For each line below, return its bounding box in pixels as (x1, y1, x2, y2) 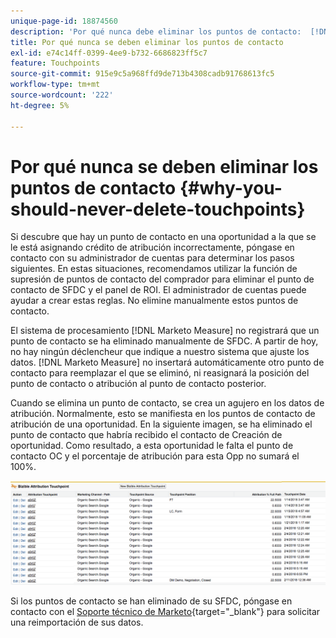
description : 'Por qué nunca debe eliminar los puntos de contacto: (10, 26, 302, 37)
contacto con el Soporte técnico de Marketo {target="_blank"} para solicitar (10, 605, 321, 617)
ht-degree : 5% (10, 100, 70, 110)
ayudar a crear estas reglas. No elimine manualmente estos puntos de (10, 295, 299, 307)
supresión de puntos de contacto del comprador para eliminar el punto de (10, 273, 315, 285)
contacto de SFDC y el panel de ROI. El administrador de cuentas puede (10, 284, 307, 296)
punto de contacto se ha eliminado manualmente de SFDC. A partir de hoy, (10, 335, 319, 347)
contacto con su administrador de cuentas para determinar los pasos (10, 252, 295, 264)
